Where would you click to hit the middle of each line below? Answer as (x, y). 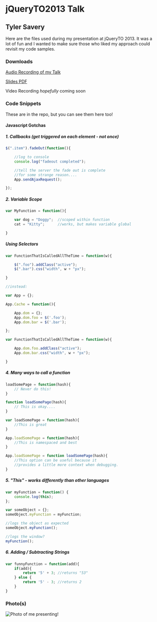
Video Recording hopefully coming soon (46, 91)
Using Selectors (22, 244)
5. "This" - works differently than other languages (57, 480)
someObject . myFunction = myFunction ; (44, 514)
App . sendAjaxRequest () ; (38, 179)
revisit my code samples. (30, 49)
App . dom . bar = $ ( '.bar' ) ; (40, 322)
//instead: (16, 287)
